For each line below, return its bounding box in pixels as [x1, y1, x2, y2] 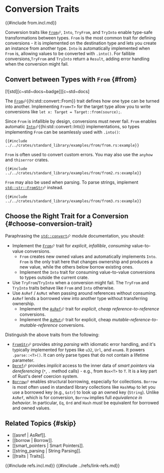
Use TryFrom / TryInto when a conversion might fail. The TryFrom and [12, 279, 149, 285]
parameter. [12, 357, 34, 363]
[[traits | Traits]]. [12, 453, 46, 459]
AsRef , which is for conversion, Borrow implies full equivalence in [12, 394, 142, 400]
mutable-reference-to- [112, 316, 158, 322]
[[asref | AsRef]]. [12, 432, 47, 438]
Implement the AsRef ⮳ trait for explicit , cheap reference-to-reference [19, 305, 160, 311]
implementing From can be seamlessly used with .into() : [5, 129, 120, 135]
